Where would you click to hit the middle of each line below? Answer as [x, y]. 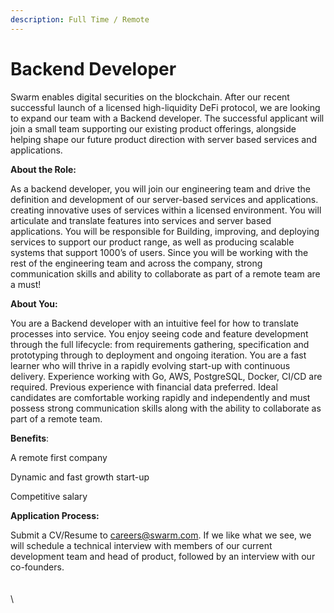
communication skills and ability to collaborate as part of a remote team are [165, 273]
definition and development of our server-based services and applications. [164, 199]
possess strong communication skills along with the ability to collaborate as [166, 408]
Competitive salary [49, 496]
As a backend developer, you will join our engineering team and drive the [160, 188]
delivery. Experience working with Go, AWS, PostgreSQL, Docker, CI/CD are [166, 376]
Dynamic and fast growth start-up [80, 477]
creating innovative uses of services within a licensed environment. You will [166, 210]
